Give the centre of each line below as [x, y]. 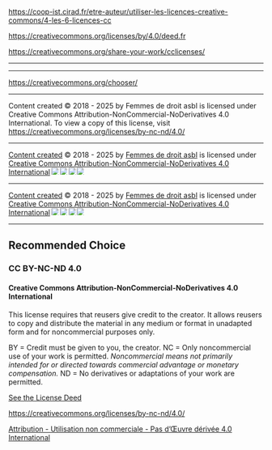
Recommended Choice [67, 246]
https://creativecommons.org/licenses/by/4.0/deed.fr [97, 36]
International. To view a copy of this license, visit [89, 123]
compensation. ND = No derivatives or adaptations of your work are [121, 373]
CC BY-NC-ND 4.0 [45, 269]
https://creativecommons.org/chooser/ [73, 83]
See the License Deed [45, 397]
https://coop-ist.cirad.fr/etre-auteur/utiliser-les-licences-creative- [118, 12]
